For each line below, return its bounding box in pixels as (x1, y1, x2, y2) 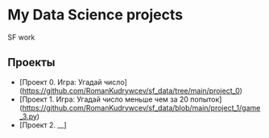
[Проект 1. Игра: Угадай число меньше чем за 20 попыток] (19, 94, 222, 104)
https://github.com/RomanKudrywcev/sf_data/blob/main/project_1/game (22, 102, 261, 112)
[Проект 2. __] (19, 119, 67, 130)
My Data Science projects (7, 6, 183, 24)
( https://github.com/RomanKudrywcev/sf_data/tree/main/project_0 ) (19, 86, 243, 95)
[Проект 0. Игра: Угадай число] (19, 77, 127, 86)
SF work (7, 32, 35, 42)
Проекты (7, 56, 56, 69)
